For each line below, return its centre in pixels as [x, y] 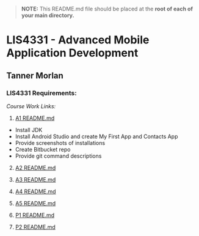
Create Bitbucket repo [43, 149]
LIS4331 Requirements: [42, 93]
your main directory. [48, 15]
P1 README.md [35, 215]
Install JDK [29, 130]
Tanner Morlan [35, 76]
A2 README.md [35, 168]
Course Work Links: [31, 106]
